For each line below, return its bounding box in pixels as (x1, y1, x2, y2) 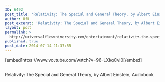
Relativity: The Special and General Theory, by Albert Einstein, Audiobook (5, 71, 154, 77)
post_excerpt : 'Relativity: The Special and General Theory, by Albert (5, 20, 155, 26)
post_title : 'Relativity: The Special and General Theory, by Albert (5, 12, 151, 17)
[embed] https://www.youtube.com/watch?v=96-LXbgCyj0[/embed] (5, 57, 142, 62)
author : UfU (5, 16, 29, 21)
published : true (5, 39, 38, 44)
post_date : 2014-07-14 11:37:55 (5, 43, 71, 48)
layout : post (5, 25, 32, 30)
